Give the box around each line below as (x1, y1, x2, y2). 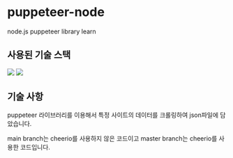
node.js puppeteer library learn (7, 27, 96, 35)
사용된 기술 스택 (7, 49, 71, 61)
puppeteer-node (7, 4, 105, 20)
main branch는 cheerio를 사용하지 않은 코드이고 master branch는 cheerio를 (7, 134, 218, 143)
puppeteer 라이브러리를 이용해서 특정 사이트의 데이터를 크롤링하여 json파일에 (7, 111, 218, 119)
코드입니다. (20, 143, 51, 151)
